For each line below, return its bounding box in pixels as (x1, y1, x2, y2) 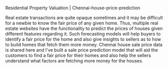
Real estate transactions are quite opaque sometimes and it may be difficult (5, 15, 163, 20)
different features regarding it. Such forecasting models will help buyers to (5, 31, 161, 37)
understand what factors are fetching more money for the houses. (5, 58, 144, 63)
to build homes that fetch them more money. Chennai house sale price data (5, 42, 163, 48)
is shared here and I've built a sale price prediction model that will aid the (5, 47, 158, 53)
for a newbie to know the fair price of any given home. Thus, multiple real (5, 20, 158, 26)
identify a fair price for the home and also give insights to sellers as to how (5, 36, 161, 42)
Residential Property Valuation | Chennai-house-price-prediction (5, 5, 141, 11)
